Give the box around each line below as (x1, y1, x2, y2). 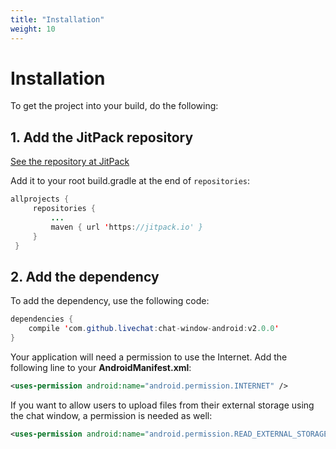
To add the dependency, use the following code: (10, 295, 210, 307)
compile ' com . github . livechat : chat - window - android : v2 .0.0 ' (28, 324, 280, 334)
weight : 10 (10, 24, 56, 34)
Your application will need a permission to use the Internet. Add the (10, 351, 288, 363)
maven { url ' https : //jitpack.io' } (50, 222, 203, 232)
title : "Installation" (10, 14, 105, 25)
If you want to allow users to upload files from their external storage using (10, 399, 315, 411)
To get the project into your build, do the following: (10, 100, 219, 112)
